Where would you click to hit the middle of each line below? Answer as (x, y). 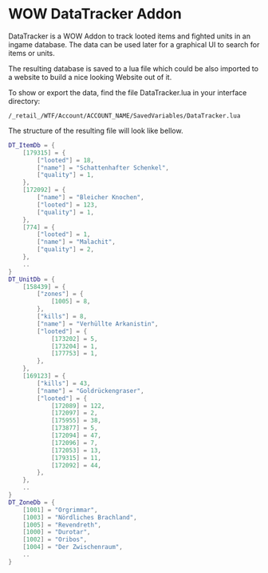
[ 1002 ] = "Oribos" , (55, 540)
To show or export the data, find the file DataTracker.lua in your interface (128, 92)
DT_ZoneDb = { (32, 502)
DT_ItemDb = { (32, 145)
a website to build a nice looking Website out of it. (90, 77)
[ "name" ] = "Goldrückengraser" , (91, 391)
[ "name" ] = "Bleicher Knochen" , (91, 198)
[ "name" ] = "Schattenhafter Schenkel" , (103, 168)
